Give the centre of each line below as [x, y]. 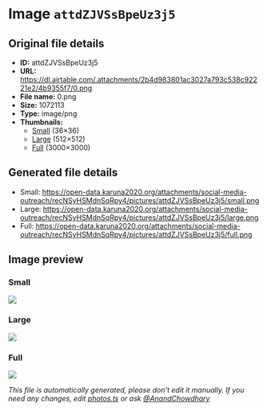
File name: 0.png [48, 96]
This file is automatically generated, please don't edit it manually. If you [127, 390]
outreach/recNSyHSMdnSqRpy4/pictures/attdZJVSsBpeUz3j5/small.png [139, 200]
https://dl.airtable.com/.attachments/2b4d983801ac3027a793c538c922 [139, 80]
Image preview [46, 259]
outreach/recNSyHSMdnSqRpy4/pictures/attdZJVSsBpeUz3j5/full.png [136, 234]
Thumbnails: [42, 122]
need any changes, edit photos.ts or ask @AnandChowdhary [109, 399]
